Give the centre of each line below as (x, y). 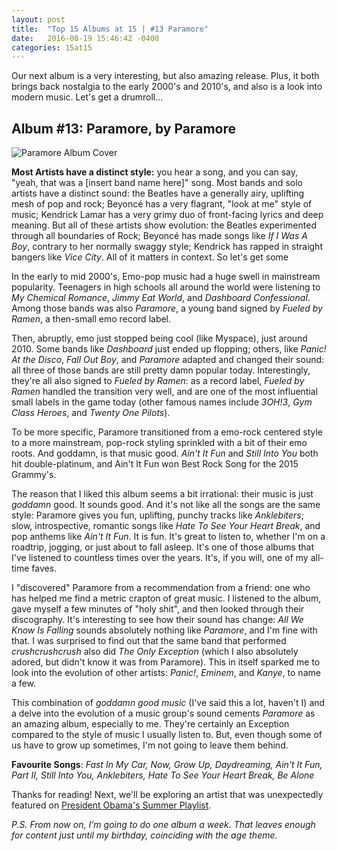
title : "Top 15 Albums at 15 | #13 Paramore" (110, 29)
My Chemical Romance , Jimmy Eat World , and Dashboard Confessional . (161, 298)
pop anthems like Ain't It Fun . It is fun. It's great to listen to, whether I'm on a (168, 537)
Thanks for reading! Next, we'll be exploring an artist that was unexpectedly (167, 795)
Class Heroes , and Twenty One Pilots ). (91, 413)
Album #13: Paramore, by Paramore (124, 128)
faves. (44, 568)
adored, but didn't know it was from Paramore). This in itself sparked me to (166, 662)
